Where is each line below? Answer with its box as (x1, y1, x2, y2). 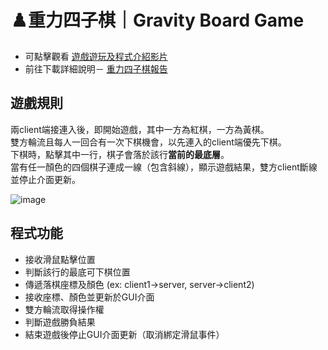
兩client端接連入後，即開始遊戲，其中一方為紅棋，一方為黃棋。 (10, 123, 270, 135)
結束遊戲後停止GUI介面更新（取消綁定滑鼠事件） (24, 328, 225, 340)
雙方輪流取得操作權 (24, 303, 105, 315)
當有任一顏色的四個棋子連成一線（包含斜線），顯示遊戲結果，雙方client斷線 (10, 161, 318, 173)
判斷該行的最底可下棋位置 (24, 266, 131, 278)
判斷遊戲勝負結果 (24, 316, 96, 328)
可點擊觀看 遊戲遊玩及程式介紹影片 (24, 50, 168, 62)
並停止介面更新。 (10, 173, 81, 185)
